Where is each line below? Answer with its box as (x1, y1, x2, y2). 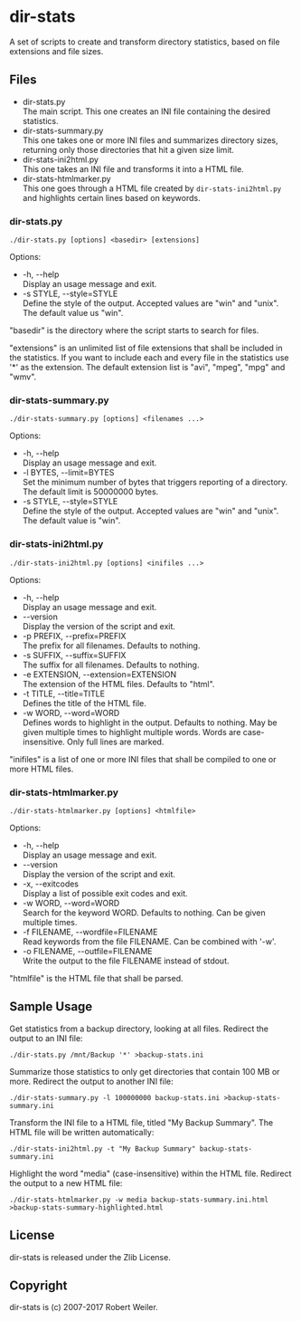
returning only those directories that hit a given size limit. (22, 144, 235, 155)
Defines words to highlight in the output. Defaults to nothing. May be (22, 717, 277, 728)
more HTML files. (9, 763, 74, 774)
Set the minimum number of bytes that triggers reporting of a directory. (22, 477, 288, 488)
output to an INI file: (9, 1032, 83, 1043)
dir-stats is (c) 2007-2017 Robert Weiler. (9, 1302, 158, 1313)
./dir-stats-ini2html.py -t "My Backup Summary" (9, 1144, 196, 1153)
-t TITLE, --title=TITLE (22, 688, 106, 699)
